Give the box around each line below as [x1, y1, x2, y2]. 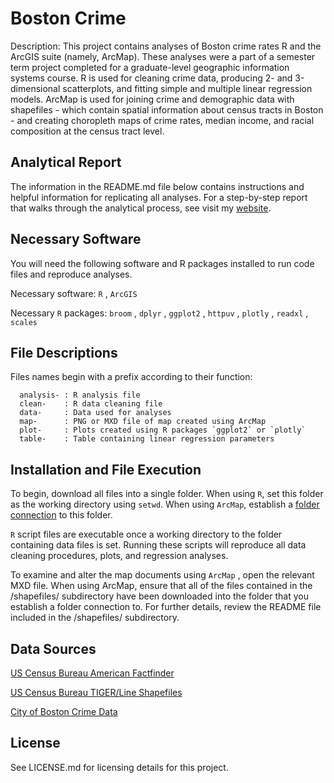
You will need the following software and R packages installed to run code [10, 257, 315, 269]
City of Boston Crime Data [10, 706, 118, 717]
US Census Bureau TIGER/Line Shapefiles [10, 687, 183, 698]
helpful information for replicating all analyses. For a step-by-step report [10, 191, 308, 203]
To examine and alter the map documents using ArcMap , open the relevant [10, 569, 315, 581]
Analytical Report [10, 154, 122, 171]
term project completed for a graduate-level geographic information [10, 61, 290, 73]
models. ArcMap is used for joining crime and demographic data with [10, 93, 295, 105]
